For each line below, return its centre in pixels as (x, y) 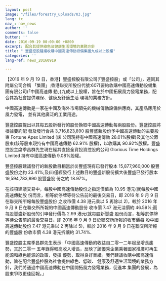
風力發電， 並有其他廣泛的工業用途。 (42, 115)
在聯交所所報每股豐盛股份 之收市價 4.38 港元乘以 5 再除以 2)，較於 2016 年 (81, 201)
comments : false (22, 33)
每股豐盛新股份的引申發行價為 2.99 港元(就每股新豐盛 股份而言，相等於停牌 (82, 214)
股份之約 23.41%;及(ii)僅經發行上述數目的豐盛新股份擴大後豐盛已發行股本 (83, 172)
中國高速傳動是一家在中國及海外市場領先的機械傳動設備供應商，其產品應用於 (83, 108)
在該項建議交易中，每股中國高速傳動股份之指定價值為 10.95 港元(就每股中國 (82, 189)
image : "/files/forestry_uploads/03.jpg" (48, 14)
